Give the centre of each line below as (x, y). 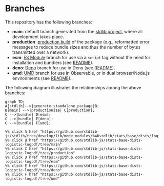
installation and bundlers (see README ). (53, 62)
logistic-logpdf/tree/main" (34, 145)
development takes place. (38, 37)
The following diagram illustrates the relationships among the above (73, 87)
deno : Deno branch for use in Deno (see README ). (64, 68)
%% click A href (21, 132)
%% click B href (21, 140)
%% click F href (21, 174)
